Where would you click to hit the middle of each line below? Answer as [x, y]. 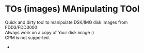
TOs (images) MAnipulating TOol [72, 9]
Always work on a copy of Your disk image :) [50, 32]
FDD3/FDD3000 [21, 27]
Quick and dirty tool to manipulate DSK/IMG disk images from [66, 22]
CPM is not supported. [27, 38]
